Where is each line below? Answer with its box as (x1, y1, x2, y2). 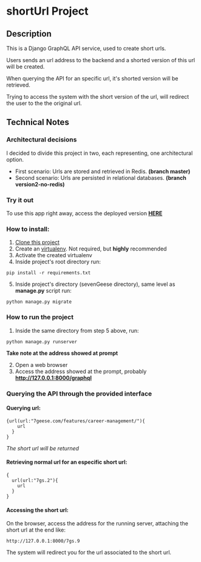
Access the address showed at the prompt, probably (15, 368, 147, 375)
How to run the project (6, 313, 74, 321)
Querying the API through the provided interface (6, 389, 152, 397)
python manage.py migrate (6, 299, 72, 305)
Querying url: (6, 404, 41, 412)
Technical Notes (6, 117, 70, 127)
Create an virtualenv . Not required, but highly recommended (15, 245, 167, 252)
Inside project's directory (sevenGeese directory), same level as (15, 280, 175, 288)
